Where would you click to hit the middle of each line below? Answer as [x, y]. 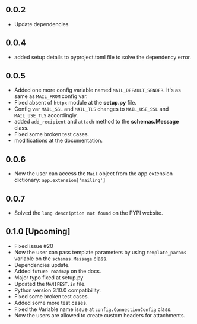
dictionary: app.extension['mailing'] [60, 180]
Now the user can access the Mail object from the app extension [93, 174]
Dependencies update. [42, 265]
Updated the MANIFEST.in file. [50, 284]
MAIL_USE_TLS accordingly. [46, 115]
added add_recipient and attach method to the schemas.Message [96, 122]
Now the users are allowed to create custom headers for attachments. [100, 315]
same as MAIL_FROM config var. [51, 96]
